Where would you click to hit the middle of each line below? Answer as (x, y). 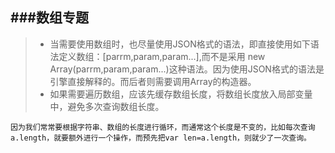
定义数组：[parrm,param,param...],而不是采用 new (162, 56)
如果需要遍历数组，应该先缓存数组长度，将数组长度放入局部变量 (181, 94)
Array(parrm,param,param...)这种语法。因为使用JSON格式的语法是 (187, 69)
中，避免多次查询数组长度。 (107, 106)
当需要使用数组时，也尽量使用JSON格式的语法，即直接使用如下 (180, 44)
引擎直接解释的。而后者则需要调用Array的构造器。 (153, 81)
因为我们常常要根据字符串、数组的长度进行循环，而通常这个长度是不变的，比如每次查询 (163, 127)
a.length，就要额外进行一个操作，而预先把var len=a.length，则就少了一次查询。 (161, 138)
